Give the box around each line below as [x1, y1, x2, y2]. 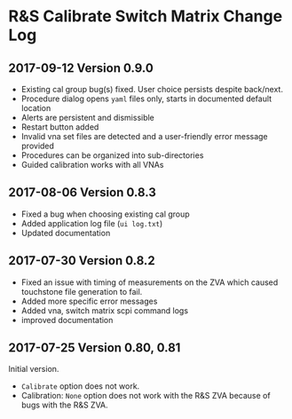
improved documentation [20, 314, 114, 325]
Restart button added [20, 122, 99, 132]
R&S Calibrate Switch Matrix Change [8, 6, 283, 27]
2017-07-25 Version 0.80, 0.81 [8, 340, 181, 356]
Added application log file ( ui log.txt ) [20, 217, 163, 228]
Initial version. [8, 364, 59, 375]
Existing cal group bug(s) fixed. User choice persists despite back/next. [20, 84, 283, 94]
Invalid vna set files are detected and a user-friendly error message [20, 131, 268, 141]
